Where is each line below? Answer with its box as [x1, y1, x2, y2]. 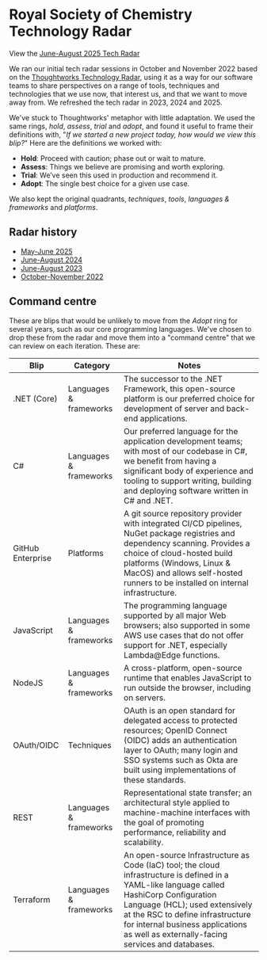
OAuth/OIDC [13, 739, 59, 750]
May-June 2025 [20, 246, 74, 256]
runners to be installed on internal [123, 577, 249, 588]
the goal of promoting [123, 817, 204, 828]
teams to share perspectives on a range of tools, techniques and [9, 81, 220, 90]
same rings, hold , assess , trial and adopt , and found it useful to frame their [9, 121, 254, 131]
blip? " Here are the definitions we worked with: [9, 138, 162, 147]
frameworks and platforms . [9, 202, 98, 211]
